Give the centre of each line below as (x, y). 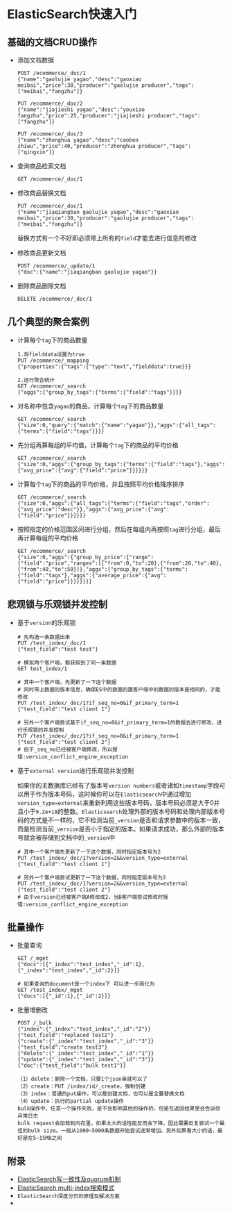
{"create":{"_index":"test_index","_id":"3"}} (86, 1041)
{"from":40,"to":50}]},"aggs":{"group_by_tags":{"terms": (102, 569)
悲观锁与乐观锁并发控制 (57, 605)
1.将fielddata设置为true (51, 354)
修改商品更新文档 (42, 253)
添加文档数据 (35, 60)
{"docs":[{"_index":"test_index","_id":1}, (81, 965)
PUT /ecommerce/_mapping (53, 360)
